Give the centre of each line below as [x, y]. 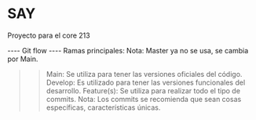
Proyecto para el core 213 [49, 35]
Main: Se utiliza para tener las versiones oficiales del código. [144, 74]
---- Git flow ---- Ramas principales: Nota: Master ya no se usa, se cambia [128, 50]
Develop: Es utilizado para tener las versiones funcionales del [146, 82]
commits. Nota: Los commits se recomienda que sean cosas [144, 99]
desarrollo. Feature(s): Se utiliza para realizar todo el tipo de [143, 90]
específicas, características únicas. [103, 107]
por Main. [23, 59]
